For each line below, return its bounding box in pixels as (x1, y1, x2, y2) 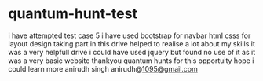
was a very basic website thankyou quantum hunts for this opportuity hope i (8, 56, 254, 65)
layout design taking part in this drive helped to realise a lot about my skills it (8, 39, 255, 48)
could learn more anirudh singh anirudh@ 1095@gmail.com (8, 64, 198, 73)
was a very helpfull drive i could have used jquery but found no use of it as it (8, 47, 256, 57)
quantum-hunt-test (8, 5, 137, 23)
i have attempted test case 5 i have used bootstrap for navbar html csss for (8, 31, 251, 40)
